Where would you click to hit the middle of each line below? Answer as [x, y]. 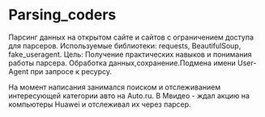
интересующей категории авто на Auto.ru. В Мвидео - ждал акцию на [129, 95]
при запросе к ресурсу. [71, 71]
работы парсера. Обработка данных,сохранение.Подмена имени [122, 63]
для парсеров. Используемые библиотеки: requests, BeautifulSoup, [125, 45]
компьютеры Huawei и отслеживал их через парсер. [100, 104]
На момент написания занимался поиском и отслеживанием [115, 87]
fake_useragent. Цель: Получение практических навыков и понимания [130, 54]
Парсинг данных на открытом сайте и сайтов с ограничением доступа [131, 37]
